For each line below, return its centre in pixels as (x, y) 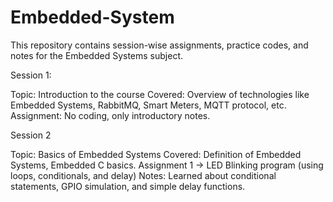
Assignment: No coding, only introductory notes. (110, 115)
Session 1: (31, 75)
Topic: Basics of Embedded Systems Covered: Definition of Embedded (156, 154)
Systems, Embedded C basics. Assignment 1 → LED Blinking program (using (167, 165)
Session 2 (31, 135)
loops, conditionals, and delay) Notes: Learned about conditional (143, 175)
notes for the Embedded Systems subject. (97, 55)
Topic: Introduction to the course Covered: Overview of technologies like (160, 94)
